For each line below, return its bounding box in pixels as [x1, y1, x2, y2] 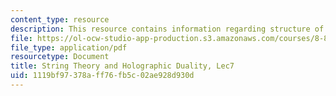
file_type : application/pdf [10, 42, 128, 53]
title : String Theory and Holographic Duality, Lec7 [10, 61, 235, 71]
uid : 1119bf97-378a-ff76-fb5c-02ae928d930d [10, 71, 195, 81]
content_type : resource [10, 14, 110, 25]
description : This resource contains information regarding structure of [10, 24, 325, 34]
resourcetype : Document [10, 52, 110, 62]
